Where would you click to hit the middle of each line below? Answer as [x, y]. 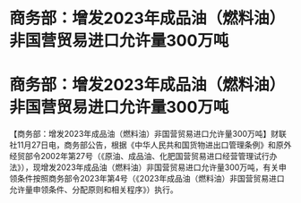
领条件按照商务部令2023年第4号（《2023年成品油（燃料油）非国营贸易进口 [147, 179]
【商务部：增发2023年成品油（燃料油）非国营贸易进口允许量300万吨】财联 [148, 134]
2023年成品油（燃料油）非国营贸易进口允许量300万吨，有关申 [171, 167]
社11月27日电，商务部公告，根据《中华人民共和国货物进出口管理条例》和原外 [150, 145]
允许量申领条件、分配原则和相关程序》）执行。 [94, 190]
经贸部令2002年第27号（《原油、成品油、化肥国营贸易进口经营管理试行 [140, 156]
